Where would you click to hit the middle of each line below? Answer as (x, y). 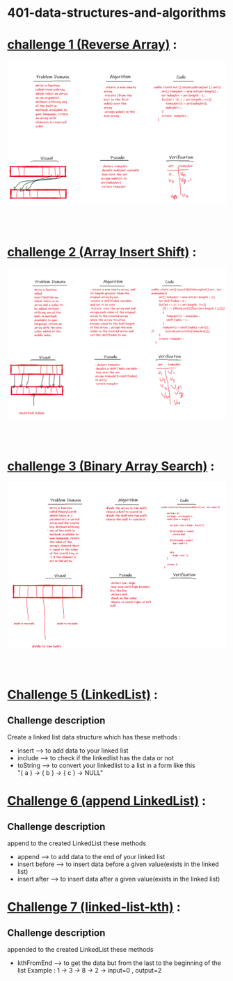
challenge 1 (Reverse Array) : (92, 45)
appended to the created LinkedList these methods (80, 949)
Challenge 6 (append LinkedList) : (107, 801)
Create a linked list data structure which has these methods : (94, 737)
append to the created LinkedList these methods (77, 843)
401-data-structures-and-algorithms (116, 13)
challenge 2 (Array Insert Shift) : (102, 252)
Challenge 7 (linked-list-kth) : (94, 907)
